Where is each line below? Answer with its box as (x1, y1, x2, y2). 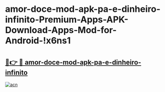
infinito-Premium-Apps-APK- (5, 14, 129, 25)
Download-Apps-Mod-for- (5, 25, 117, 36)
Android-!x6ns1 (5, 35, 71, 46)
